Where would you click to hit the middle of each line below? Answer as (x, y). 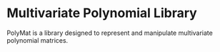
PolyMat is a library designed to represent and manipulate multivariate (110, 33)
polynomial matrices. (37, 40)
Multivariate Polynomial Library (102, 13)
